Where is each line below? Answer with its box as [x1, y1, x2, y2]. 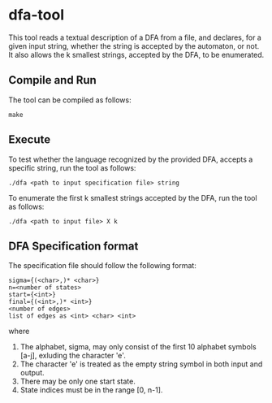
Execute [8, 132, 51, 147]
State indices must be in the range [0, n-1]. [19, 385, 163, 395]
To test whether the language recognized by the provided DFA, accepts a [8, 154, 253, 164]
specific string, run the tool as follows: [8, 162, 136, 172]
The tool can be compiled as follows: [8, 95, 132, 105]
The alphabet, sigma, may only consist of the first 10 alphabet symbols [19, 342, 257, 352]
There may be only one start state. [19, 376, 136, 387]
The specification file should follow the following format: [8, 261, 196, 271]
